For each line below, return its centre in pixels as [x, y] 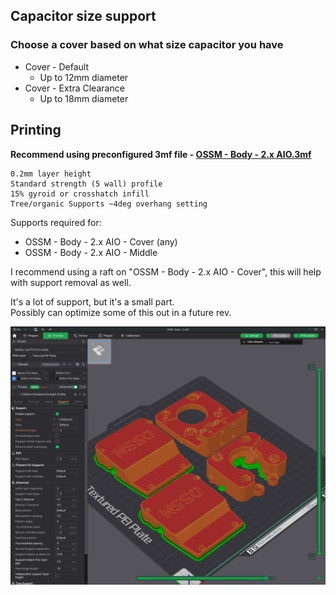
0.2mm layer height [51, 174]
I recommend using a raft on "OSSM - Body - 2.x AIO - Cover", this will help [166, 271]
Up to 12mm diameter [84, 77]
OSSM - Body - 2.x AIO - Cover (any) [101, 241]
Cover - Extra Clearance [74, 88]
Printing [36, 130]
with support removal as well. [71, 282]
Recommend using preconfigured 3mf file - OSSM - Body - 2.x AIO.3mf [161, 154]
